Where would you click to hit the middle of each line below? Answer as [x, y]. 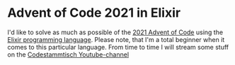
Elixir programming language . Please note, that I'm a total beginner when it [116, 39]
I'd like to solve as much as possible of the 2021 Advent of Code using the [115, 32]
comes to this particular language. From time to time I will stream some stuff [118, 47]
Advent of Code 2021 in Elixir [94, 13]
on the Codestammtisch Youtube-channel [68, 55]
